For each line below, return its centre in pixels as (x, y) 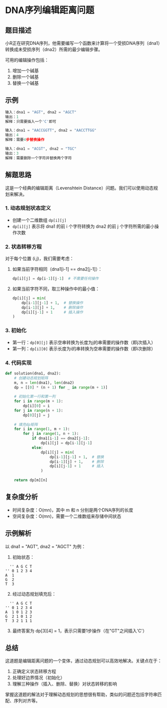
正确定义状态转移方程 (34, 672)
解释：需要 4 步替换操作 (25, 140)
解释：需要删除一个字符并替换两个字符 (39, 158)
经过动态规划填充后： (34, 594)
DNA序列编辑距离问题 (50, 10)
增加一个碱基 (25, 71)
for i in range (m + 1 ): (39, 401)
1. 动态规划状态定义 (28, 208)
